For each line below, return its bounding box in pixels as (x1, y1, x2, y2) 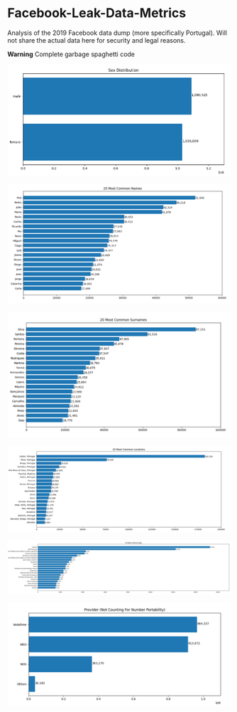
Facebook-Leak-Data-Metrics (7, 5, 187, 21)
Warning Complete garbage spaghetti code (7, 50, 136, 58)
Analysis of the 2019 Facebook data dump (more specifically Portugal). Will (7, 28, 227, 37)
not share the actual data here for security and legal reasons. (7, 36, 186, 44)
